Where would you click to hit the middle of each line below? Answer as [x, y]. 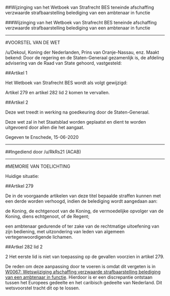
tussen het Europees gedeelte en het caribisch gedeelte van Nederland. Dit [84, 283]
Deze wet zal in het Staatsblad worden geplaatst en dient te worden [76, 122]
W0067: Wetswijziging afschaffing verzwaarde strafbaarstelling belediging [83, 272]
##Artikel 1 [16, 73]
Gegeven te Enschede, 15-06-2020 [42, 137]
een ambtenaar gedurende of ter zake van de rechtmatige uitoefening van [82, 226]
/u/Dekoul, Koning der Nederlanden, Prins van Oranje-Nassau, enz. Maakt [82, 52]
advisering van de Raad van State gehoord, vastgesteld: [64, 63]
